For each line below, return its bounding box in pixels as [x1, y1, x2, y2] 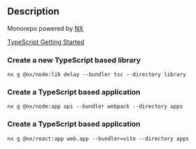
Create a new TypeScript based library [7, 55, 141, 65]
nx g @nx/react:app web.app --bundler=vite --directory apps [7, 135, 190, 142]
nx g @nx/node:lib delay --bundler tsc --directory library [7, 71, 187, 78]
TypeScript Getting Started [7, 38, 85, 46]
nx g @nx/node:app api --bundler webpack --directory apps [7, 103, 183, 111]
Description [7, 6, 59, 17]
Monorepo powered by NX [7, 24, 84, 32]
